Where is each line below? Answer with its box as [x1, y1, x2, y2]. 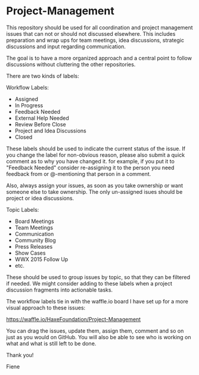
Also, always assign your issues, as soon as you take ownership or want [6, 182, 184, 189]
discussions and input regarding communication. [6, 43, 126, 50]
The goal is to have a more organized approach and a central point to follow [6, 54, 192, 61]
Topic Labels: [6, 206, 39, 213]
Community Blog [14, 237, 57, 244]
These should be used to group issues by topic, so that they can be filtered [6, 273, 191, 281]
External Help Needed [14, 114, 70, 122]
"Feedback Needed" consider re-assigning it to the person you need [6, 164, 175, 171]
